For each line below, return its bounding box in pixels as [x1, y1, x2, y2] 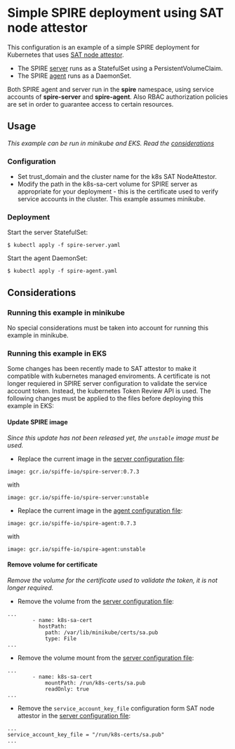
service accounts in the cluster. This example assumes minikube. [17, 195, 206, 203]
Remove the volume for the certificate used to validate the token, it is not [7, 576, 218, 584]
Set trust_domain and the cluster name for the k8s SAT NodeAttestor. [17, 173, 217, 181]
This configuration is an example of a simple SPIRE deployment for [7, 43, 200, 51]
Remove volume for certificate [7, 560, 98, 569]
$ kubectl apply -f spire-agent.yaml [7, 268, 118, 275]
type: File [44, 635, 77, 642]
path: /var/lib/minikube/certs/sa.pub [44, 629, 159, 636]
